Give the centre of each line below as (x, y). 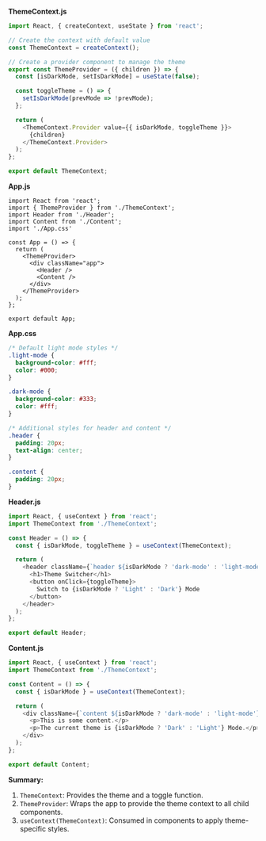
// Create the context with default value (79, 40)
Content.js (26, 648)
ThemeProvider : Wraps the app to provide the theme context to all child (134, 803)
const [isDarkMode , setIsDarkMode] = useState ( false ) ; (108, 77)
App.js (19, 186)
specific (32, 828)
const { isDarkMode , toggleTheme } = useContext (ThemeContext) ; (123, 545)
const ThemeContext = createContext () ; (74, 48)
